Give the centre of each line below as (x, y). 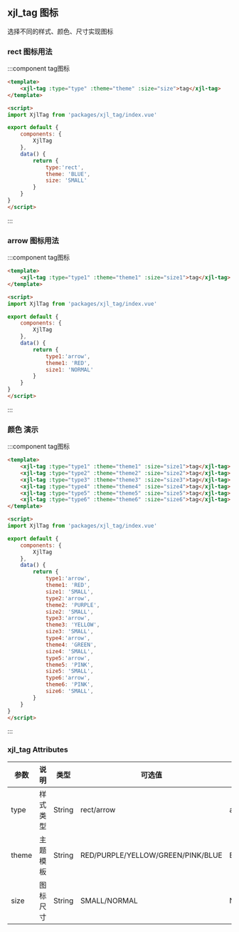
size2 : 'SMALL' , (69, 612)
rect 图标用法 (30, 51)
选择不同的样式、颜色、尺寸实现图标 (60, 31)
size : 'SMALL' (66, 180)
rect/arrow (98, 809)
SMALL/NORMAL (109, 901)
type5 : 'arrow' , (68, 658)
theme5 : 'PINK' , (69, 665)
